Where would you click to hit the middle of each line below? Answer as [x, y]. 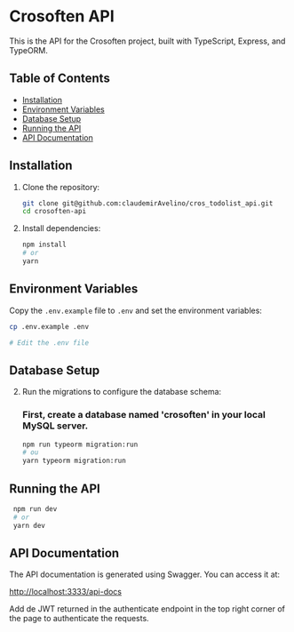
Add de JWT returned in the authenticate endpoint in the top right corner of [147, 609]
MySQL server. [55, 426]
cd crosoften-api [54, 212]
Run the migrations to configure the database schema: [122, 392]
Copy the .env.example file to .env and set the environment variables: [135, 310]
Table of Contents [60, 79]
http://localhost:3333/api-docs [66, 592]
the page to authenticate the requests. [79, 619]
